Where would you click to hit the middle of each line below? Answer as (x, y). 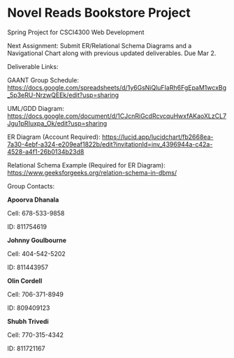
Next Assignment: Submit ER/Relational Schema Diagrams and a (100, 45)
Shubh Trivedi (28, 321)
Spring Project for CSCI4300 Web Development (76, 32)
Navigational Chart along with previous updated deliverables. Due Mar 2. (112, 53)
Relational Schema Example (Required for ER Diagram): (87, 165)
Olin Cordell (25, 281)
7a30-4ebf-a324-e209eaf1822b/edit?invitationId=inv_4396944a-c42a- (110, 144)
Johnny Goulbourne (37, 240)
